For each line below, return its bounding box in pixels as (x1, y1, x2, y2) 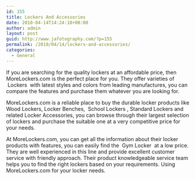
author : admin (6, 25, 41, 31)
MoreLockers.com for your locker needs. (6, 166, 106, 174)
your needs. (6, 124, 35, 131)
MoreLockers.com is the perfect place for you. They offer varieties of (6, 75, 175, 82)
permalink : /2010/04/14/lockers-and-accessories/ (6, 42, 131, 48)
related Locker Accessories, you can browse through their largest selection (6, 112, 189, 119)
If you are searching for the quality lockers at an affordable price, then (6, 68, 177, 76)
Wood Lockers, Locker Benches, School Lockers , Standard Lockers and (6, 105, 184, 112)
